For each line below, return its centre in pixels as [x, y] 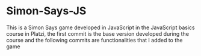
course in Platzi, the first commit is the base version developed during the [98, 33]
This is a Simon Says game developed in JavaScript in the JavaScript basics [100, 27]
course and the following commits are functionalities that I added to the [94, 40]
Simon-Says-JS [46, 11]
